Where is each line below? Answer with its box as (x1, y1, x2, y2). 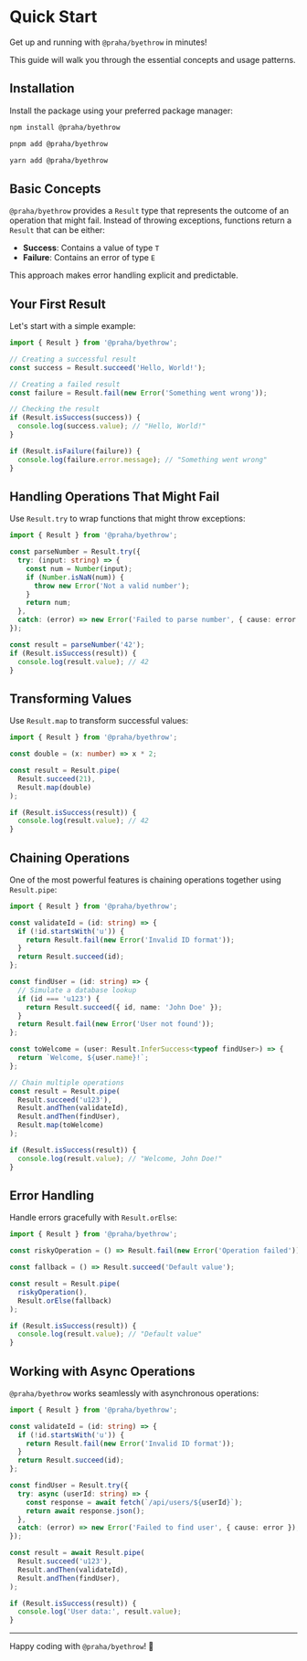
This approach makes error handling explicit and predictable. (9, 270, 239, 280)
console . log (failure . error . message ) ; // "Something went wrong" (17, 455, 268, 464)
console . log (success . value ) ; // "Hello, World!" (17, 422, 206, 431)
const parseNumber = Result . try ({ (9, 547, 142, 556)
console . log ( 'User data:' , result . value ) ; (17, 1607, 182, 1616)
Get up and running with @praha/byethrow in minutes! (9, 37, 207, 48)
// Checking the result (9, 405, 101, 414)
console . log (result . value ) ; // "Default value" (17, 1329, 203, 1339)
